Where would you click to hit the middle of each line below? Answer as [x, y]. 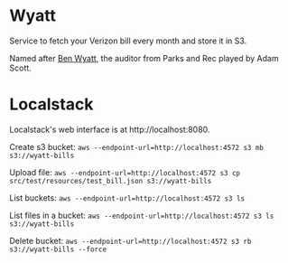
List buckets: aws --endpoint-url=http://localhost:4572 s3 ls [127, 197]
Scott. [20, 68]
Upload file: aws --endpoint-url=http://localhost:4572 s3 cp [125, 172]
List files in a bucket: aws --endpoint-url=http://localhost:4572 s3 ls [142, 215]
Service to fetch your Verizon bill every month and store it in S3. [128, 41]
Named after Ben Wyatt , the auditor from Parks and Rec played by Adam [144, 58]
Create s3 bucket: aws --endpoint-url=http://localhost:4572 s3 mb [137, 146]
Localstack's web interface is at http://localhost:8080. [110, 129]
